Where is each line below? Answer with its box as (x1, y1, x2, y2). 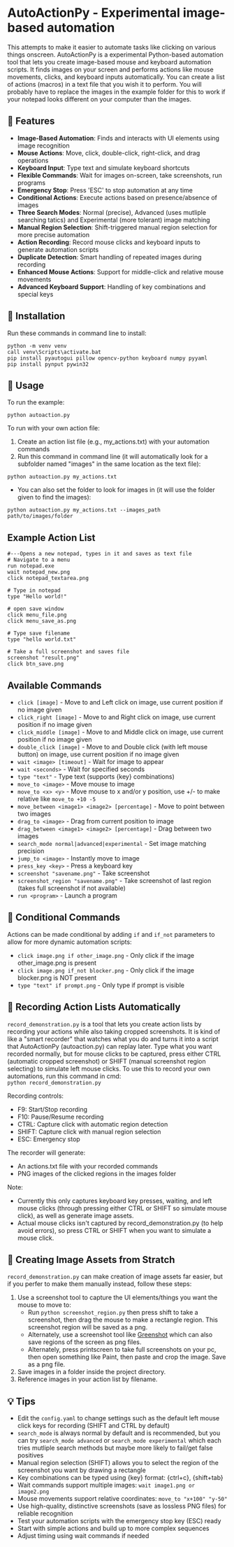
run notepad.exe (7, 563, 54, 570)
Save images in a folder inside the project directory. (17, 1368, 166, 1376)
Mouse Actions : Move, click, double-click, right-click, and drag (17, 148, 200, 157)
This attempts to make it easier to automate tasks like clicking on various (7, 43, 217, 51)
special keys (17, 290, 54, 298)
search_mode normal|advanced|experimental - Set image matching (17, 840, 207, 847)
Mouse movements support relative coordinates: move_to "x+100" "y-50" (17, 1495, 228, 1503)
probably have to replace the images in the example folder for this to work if (7, 87, 226, 96)
